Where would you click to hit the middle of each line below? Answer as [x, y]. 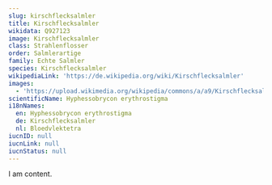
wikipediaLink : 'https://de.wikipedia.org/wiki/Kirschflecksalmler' [126, 76]
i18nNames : [27, 106]
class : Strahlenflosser [49, 46]
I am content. [30, 174]
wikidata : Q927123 [39, 31]
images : [21, 83]
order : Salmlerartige [45, 53]
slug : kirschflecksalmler [52, 16]
